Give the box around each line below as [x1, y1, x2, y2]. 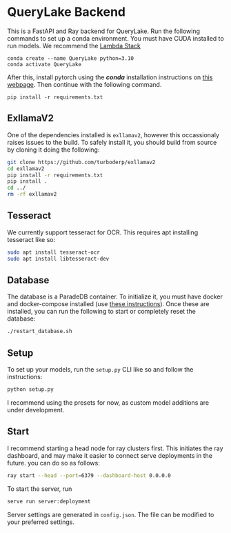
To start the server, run [7, 484, 72, 493]
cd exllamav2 [7, 165, 45, 172]
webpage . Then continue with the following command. [7, 80, 162, 88]
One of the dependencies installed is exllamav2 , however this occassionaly [7, 130, 219, 139]
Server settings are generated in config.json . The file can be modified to [7, 510, 214, 519]
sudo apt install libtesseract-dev [7, 255, 110, 262]
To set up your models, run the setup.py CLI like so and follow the [7, 365, 194, 374]
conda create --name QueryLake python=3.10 [7, 54, 134, 62]
